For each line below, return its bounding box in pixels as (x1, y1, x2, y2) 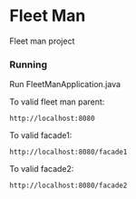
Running (9, 58, 48, 71)
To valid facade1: (9, 130, 73, 141)
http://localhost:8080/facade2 (9, 181, 128, 191)
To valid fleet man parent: (9, 96, 105, 107)
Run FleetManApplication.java (9, 79, 121, 90)
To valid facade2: (9, 164, 74, 174)
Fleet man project (9, 35, 75, 46)
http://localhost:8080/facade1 (9, 147, 128, 157)
